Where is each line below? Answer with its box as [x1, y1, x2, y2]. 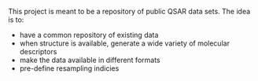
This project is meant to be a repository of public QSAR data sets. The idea [8, 7, 251, 16]
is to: [8, 15, 24, 24]
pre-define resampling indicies [19, 64, 120, 73]
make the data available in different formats [19, 55, 160, 64]
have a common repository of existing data [19, 31, 159, 39]
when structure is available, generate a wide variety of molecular [19, 39, 230, 48]
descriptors [19, 47, 57, 56]
